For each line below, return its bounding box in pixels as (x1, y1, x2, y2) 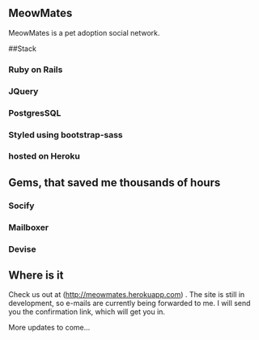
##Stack (8, 44, 36, 53)
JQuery (8, 85, 39, 96)
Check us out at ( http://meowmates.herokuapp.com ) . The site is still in (8, 290, 245, 300)
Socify (8, 200, 35, 211)
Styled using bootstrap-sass (8, 129, 123, 140)
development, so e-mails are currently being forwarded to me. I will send (8, 299, 251, 308)
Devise (8, 243, 36, 254)
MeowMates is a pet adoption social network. (8, 28, 160, 37)
